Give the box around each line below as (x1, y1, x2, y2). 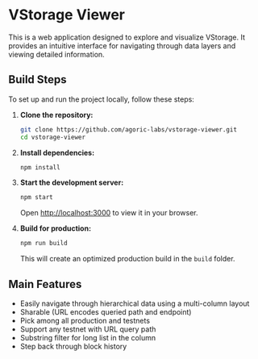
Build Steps (8, 73, 67, 86)
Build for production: (19, 223, 91, 233)
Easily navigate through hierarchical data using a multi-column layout (19, 298, 250, 308)
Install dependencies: (19, 148, 95, 157)
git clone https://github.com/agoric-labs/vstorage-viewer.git (19, 125, 238, 134)
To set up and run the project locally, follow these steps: (8, 94, 195, 104)
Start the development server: (19, 177, 124, 187)
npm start (19, 194, 54, 202)
